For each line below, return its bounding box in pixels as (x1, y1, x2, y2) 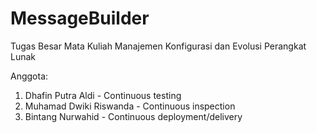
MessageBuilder (10, 7, 150, 30)
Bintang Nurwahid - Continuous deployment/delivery (24, 110, 243, 122)
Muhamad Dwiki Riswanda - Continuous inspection (24, 100, 236, 112)
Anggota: (10, 70, 49, 82)
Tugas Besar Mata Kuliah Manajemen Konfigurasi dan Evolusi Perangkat (10, 40, 307, 52)
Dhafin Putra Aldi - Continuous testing (24, 89, 182, 101)
